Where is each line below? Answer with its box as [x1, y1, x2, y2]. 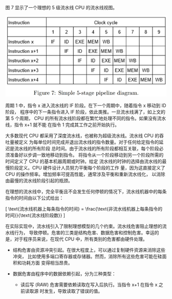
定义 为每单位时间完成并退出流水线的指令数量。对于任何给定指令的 [18, 139, 159, 145]
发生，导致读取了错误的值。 [44, 288, 103, 294]
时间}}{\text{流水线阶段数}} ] [5, 212, 66, 218]
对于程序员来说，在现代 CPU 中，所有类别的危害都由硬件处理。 [14, 236, 147, 242]
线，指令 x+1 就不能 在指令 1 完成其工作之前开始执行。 [5, 121, 119, 127]
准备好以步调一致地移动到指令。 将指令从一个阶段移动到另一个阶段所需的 [9, 152, 164, 158]
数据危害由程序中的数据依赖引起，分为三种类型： [12, 270, 116, 276]
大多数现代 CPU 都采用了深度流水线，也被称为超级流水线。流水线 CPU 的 [5, 133, 160, 139]
